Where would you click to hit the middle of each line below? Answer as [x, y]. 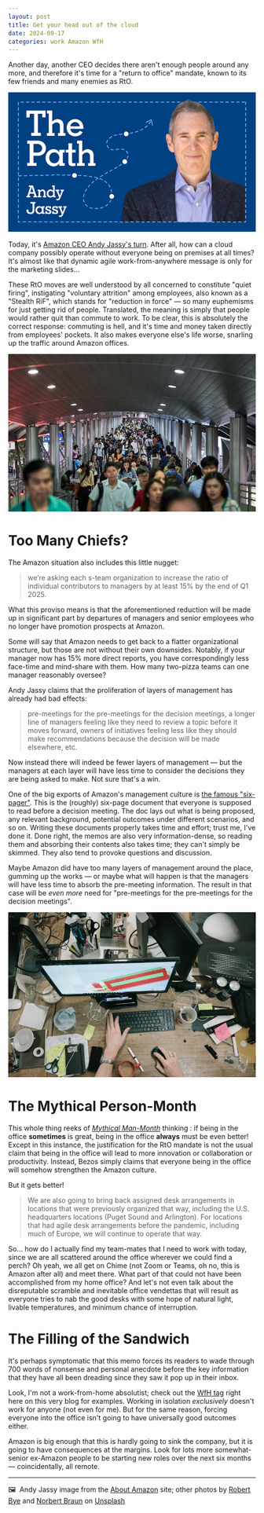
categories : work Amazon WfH [56, 42]
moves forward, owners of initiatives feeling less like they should [132, 730]
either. [18, 1426]
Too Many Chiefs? [68, 541]
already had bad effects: [48, 698]
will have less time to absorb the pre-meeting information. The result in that [130, 885]
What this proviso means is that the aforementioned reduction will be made [130, 610]
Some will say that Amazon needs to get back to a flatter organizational [123, 641]
